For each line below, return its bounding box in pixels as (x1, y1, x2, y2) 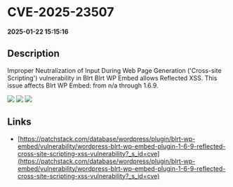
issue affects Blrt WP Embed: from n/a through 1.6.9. (7, 81, 159, 90)
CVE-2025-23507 (7, 4, 114, 20)
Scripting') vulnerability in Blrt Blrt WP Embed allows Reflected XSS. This (7, 74, 218, 82)
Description (7, 48, 60, 60)
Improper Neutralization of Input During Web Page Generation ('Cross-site (7, 66, 222, 74)
